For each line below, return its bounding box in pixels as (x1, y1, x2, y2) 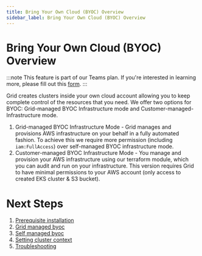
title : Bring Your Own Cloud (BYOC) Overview (6, 9, 124, 15)
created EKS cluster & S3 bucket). (15, 175, 100, 183)
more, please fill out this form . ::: (6, 80, 88, 88)
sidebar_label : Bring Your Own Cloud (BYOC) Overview (6, 15, 146, 21)
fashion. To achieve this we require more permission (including (15, 137, 173, 144)
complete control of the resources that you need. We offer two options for (6, 99, 192, 106)
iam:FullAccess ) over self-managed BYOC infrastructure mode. (15, 143, 174, 150)
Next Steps (6, 196, 64, 210)
